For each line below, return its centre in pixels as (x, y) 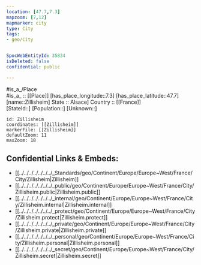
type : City (20, 28)
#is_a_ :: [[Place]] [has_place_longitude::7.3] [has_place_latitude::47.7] (92, 95)
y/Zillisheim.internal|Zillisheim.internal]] (63, 205)
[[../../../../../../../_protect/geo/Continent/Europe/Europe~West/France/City (105, 211)
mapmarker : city (26, 23)
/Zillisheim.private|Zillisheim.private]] (61, 230)
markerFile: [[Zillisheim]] (41, 130)
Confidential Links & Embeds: (62, 159)
